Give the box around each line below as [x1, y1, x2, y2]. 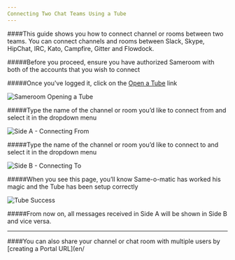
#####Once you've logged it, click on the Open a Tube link [7, 78, 178, 87]
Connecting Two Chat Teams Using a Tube [7, 10, 127, 17]
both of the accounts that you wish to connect [7, 65, 141, 73]
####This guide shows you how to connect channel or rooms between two [7, 29, 224, 38]
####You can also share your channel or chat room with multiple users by [7, 237, 220, 245]
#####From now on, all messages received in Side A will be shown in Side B [7, 209, 227, 217]
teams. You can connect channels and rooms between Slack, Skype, [7, 36, 205, 45]
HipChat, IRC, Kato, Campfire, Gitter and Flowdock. [7, 44, 155, 52]
